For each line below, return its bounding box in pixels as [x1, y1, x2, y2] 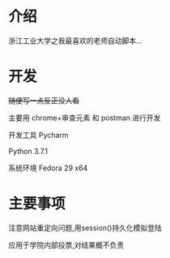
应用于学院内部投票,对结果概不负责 [8, 240, 125, 250]
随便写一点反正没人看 [8, 95, 79, 105]
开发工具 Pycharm [8, 130, 69, 140]
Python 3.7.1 [8, 146, 49, 156]
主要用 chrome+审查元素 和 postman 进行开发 [8, 113, 161, 123]
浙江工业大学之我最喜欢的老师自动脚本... [8, 36, 143, 45]
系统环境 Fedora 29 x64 [8, 163, 88, 173]
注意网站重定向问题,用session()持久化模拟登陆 [8, 222, 162, 232]
